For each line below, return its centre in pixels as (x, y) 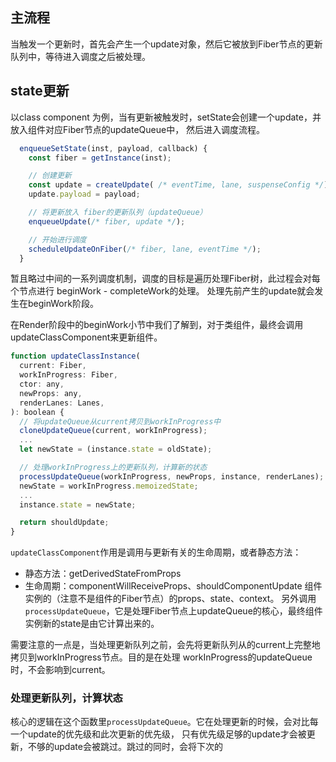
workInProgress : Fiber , (68, 375)
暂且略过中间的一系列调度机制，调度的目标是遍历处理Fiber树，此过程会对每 (165, 279)
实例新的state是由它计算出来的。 (92, 624)
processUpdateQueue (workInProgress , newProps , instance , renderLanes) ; (172, 476)
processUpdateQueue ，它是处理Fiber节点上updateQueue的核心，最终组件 (173, 611)
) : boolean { (37, 412)
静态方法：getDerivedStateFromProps (103, 574)
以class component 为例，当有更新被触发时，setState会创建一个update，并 (166, 117)
